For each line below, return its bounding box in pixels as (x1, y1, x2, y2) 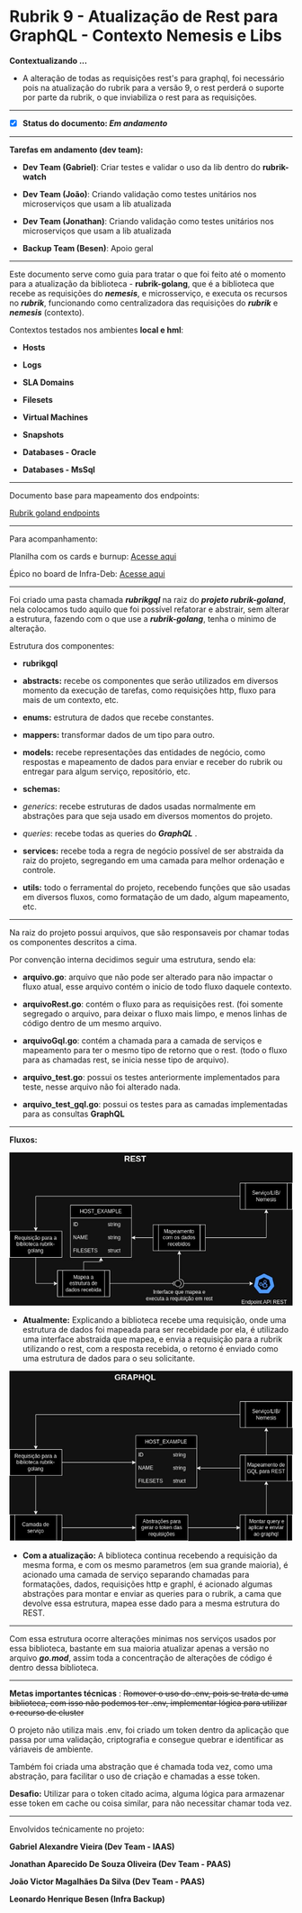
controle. (22, 865, 57, 875)
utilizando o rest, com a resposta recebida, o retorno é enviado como (22, 1343, 279, 1353)
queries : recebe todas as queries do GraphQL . (22, 828, 198, 839)
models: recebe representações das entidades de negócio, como (22, 747, 266, 758)
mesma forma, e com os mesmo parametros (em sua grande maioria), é (22, 1560, 289, 1571)
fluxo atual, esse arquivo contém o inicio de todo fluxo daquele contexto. (22, 981, 292, 992)
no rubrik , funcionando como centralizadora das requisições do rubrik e (9, 297, 279, 308)
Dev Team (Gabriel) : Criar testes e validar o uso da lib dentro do (22, 162, 261, 172)
